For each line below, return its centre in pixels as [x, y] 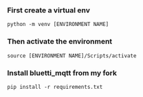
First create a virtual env [49, 10]
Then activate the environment [60, 42]
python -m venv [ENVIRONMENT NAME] [58, 25]
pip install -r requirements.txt [55, 87]
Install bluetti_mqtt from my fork [62, 72]
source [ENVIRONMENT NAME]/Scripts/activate [72, 56]
